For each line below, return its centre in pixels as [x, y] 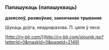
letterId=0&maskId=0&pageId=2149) [42, 42]
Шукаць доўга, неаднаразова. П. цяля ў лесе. [53, 27]
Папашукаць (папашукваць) [41, 7]
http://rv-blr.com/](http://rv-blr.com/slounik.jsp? [55, 37]
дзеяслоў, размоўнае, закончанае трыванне [54, 18]
